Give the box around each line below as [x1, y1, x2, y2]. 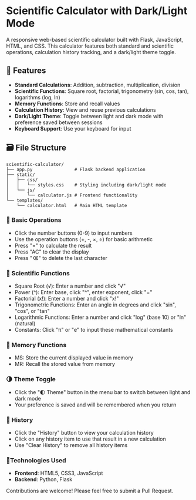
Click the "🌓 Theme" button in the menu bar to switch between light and [14, 388, 191, 395]
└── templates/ [6, 197, 43, 204]
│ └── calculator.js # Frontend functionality [6, 192, 138, 198]
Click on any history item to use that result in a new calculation [14, 435, 166, 442]
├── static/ [6, 172, 35, 178]
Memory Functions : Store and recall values [14, 100, 120, 107]
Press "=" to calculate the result [14, 242, 92, 249]
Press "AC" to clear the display [14, 248, 89, 255]
